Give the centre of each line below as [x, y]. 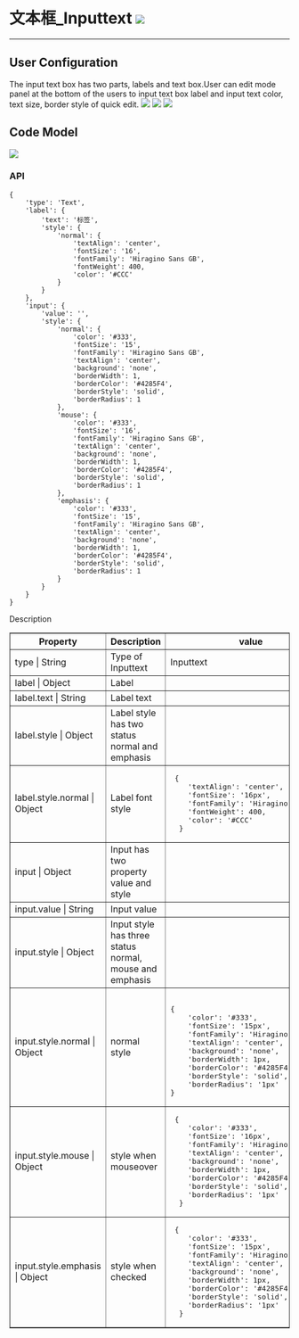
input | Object [43, 871]
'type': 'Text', [56, 202]
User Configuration [64, 63]
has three [130, 935]
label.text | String [50, 698]
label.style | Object [54, 735]
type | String [40, 662]
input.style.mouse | [55, 1156]
